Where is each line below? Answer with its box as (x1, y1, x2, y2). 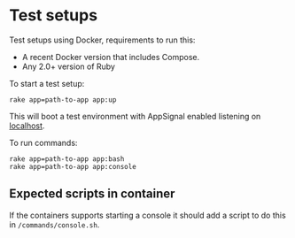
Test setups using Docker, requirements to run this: (9, 35, 196, 45)
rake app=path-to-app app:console (9, 162, 137, 171)
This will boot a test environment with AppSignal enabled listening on (9, 111, 261, 121)
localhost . (9, 120, 45, 131)
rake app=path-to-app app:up (9, 95, 117, 104)
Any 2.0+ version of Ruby (21, 61, 115, 72)
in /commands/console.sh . (9, 219, 100, 230)
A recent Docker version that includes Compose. (21, 51, 200, 62)
